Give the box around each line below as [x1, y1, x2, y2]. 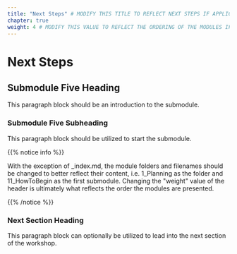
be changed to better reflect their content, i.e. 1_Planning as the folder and [7, 169, 224, 177]
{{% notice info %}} [7, 147, 65, 156]
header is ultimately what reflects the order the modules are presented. [7, 184, 214, 193]
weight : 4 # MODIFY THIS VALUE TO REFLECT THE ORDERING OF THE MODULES [7, 23, 222, 30]
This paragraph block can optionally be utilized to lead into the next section [7, 231, 226, 240]
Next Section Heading [7, 215, 84, 225]
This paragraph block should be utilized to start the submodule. [7, 134, 192, 143]
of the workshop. [7, 238, 57, 247]
